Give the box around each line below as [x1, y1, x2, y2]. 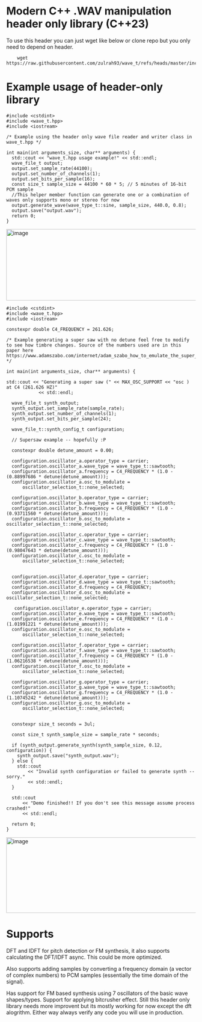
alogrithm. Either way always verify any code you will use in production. [6, 1009, 184, 1016]
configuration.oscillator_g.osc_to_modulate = [11, 700, 130, 706]
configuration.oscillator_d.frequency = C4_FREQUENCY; [11, 584, 152, 590]
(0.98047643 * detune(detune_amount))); [6, 547, 109, 553]
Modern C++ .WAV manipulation [6, 4, 172, 18]
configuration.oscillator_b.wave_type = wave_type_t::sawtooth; [11, 500, 176, 506]
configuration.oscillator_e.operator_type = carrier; [14, 605, 152, 611]
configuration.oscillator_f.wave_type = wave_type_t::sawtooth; [11, 647, 176, 653]
